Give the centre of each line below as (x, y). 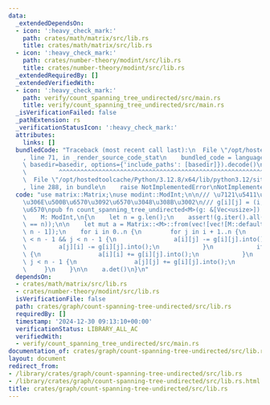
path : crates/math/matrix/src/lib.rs (86, 38)
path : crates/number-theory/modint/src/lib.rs (102, 61)
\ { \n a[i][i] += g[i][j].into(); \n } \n (138, 254)
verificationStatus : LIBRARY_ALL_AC (77, 329)
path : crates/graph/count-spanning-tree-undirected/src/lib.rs (123, 306)
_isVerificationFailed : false (66, 113)
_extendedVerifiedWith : (55, 83)
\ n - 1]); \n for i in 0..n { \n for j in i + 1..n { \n (135, 232)
